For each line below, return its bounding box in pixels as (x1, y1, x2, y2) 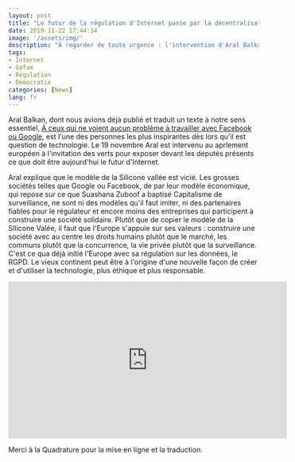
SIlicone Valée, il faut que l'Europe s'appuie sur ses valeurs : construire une (8, 224, 256, 233)
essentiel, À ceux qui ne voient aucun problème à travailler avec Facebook (8, 123, 252, 133)
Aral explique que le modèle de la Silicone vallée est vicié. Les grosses (8, 173, 240, 182)
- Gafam (8, 64, 34, 72)
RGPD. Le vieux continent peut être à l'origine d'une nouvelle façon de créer (8, 257, 258, 267)
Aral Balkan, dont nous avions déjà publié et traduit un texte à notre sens (8, 115, 246, 124)
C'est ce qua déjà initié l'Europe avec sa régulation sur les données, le (8, 249, 239, 259)
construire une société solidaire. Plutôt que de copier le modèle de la (8, 215, 234, 225)
